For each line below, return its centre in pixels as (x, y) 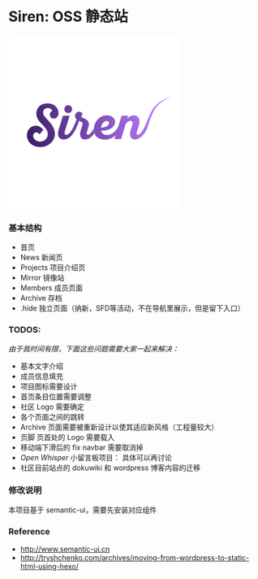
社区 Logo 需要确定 (52, 407)
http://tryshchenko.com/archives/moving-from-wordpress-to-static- (135, 558)
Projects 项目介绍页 (53, 268)
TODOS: (25, 330)
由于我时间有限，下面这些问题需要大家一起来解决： (94, 348)
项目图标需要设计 (49, 386)
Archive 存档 (41, 298)
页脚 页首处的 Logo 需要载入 (67, 437)
